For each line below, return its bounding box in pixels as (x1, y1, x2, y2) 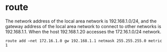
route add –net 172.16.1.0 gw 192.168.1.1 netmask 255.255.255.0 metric (5, 38, 162, 43)
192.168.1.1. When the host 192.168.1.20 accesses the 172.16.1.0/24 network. (5, 28, 161, 34)
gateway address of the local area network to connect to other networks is (5, 23, 161, 29)
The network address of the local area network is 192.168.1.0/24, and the (5, 18, 157, 24)
